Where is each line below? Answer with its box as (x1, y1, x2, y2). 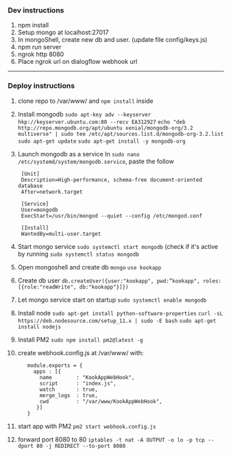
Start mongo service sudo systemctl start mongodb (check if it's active (17, 242, 219, 250)
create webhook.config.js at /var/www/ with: (17, 348, 144, 357)
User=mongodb (21, 206, 58, 213)
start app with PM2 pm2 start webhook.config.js (17, 422, 156, 430)
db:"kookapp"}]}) (79, 283, 129, 290)
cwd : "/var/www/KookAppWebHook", (39, 398, 163, 405)
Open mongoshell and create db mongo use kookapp (17, 263, 162, 271)
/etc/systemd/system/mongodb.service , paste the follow (17, 157, 174, 165)
